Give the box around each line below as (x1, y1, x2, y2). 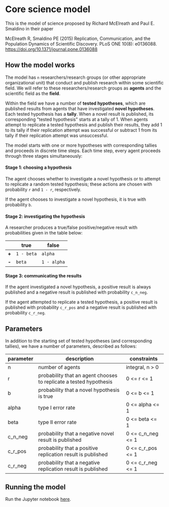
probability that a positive (38, 445, 98, 452)
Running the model (5, 483, 66, 491)
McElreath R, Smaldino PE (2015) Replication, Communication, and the (5, 35, 151, 41)
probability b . (5, 201, 33, 208)
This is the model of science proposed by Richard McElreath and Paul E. (5, 20, 155, 26)
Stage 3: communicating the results (5, 272, 82, 279)
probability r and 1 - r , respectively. (5, 186, 81, 193)
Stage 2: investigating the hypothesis (5, 213, 86, 219)
